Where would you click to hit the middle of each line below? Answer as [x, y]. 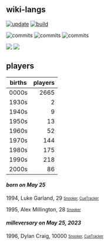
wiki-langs [26, 10]
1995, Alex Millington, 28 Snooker [44, 209]
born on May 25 [26, 185]
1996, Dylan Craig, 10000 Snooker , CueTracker [55, 236]
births [19, 82]
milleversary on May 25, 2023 [44, 223]
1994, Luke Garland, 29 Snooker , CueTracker [52, 198]
